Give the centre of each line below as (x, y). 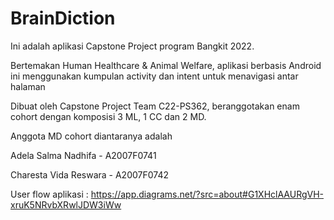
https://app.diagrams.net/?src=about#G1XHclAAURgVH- (207, 194)
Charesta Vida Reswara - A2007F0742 (89, 174)
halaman (28, 86)
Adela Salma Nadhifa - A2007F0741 (83, 155)
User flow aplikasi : (49, 194)
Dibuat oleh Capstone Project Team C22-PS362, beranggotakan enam (155, 106)
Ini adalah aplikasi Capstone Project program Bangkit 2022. (132, 46)
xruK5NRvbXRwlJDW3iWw (66, 204)
